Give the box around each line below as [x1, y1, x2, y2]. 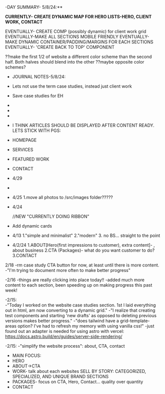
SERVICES [12, 147, 33, 152]
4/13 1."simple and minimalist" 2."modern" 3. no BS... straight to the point [12, 232, 161, 238]
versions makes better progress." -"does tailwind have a [5, 318, 119, 324]
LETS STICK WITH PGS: [12, 128, 61, 133]
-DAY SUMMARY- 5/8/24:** [5, 4, 63, 10]
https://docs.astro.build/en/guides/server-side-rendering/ [5, 333, 123, 339]
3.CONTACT [12, 253, 37, 258]
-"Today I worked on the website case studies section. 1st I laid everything [5, 302, 156, 308]
